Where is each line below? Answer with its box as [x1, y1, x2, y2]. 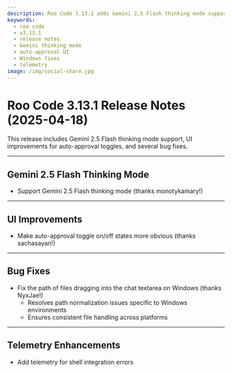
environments [27, 305, 67, 314]
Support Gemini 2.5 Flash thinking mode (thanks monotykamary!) [17, 187, 204, 195]
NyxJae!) [17, 291, 43, 299]
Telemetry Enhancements [7, 339, 121, 352]
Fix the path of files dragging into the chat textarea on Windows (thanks [17, 283, 222, 292]
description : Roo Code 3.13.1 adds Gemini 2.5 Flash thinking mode [7, 10, 206, 17]
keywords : [7, 17, 36, 23]
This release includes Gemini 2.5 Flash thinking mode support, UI [7, 135, 193, 143]
